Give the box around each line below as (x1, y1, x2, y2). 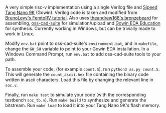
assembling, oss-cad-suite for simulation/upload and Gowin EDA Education (5, 20, 161, 26)
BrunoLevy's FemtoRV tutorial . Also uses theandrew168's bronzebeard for (5, 15, 158, 20)
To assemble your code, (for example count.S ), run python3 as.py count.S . (5, 66, 160, 72)
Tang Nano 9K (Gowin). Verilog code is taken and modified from (5, 9, 138, 15)
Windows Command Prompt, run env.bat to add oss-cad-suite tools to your (5, 51, 161, 57)
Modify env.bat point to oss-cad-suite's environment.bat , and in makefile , (5, 40, 158, 46)
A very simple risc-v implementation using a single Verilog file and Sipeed (5, 4, 158, 10)
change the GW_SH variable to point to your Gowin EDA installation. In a (5, 46, 149, 51)
